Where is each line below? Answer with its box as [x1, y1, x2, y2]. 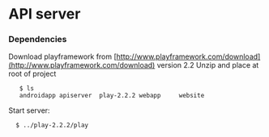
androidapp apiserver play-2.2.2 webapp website [19, 92, 205, 100]
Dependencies [8, 34, 67, 45]
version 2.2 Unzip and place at [156, 60, 259, 70]
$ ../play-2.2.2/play [15, 122, 89, 130]
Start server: [8, 106, 50, 115]
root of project [8, 69, 57, 79]
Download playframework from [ [8, 52, 117, 61]
